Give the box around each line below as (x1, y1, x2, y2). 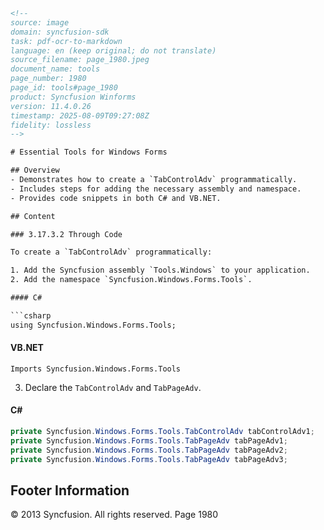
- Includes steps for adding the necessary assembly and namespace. (10, 184, 302, 194)
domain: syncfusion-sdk (10, 27, 110, 37)
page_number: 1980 (10, 74, 87, 84)
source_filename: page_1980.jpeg (10, 55, 150, 65)
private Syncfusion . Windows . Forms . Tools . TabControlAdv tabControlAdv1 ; (10, 427, 315, 437)
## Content (10, 211, 56, 221)
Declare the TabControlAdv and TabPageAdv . (24, 381, 202, 393)
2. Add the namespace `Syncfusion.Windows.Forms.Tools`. (10, 275, 253, 285)
